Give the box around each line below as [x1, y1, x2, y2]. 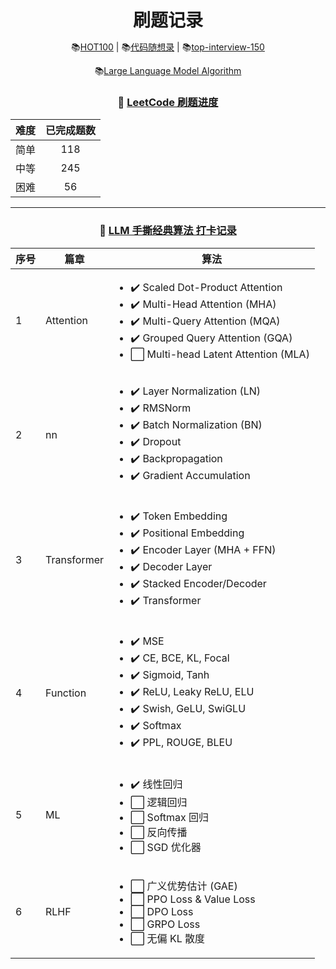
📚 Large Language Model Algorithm [94, 65, 242, 77]
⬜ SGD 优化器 [130, 840, 202, 854]
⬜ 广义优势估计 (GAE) [130, 879, 238, 893]
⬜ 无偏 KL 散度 [130, 931, 206, 945]
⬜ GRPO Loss [130, 917, 201, 931]
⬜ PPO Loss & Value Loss [130, 892, 256, 906]
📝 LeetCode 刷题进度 [117, 96, 219, 110]
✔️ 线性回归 [130, 777, 183, 791]
